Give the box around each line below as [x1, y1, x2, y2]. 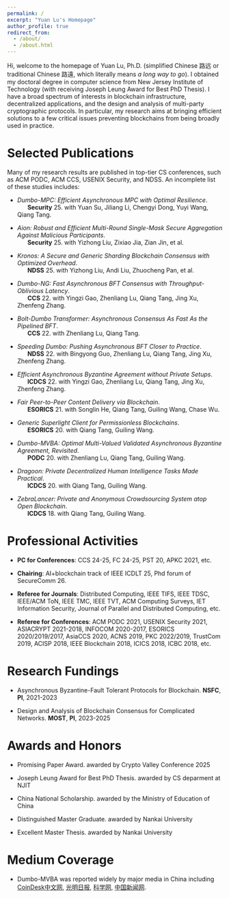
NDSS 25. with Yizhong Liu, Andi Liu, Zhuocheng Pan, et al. [27, 266, 195, 274]
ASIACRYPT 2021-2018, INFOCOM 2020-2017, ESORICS [16, 625, 175, 633]
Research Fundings [7, 664, 120, 679]
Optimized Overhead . [16, 258, 78, 267]
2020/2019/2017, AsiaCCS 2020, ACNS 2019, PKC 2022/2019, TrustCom [16, 632, 221, 640]
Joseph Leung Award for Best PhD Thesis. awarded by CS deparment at [16, 773, 221, 782]
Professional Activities [7, 534, 139, 549]
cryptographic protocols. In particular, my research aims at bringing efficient [7, 107, 222, 115]
